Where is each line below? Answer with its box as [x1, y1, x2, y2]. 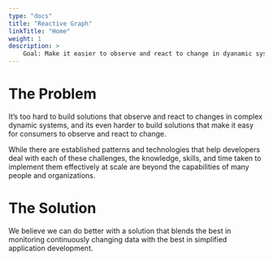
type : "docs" [8, 11, 53, 20]
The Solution [8, 199, 97, 218]
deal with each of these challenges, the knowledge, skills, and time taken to [8, 153, 262, 163]
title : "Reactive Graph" [8, 20, 93, 28]
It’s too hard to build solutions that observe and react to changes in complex [8, 111, 262, 121]
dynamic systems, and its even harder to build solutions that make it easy [8, 120, 254, 130]
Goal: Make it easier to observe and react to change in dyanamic [23, 50, 253, 58]
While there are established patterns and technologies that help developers [8, 144, 261, 154]
